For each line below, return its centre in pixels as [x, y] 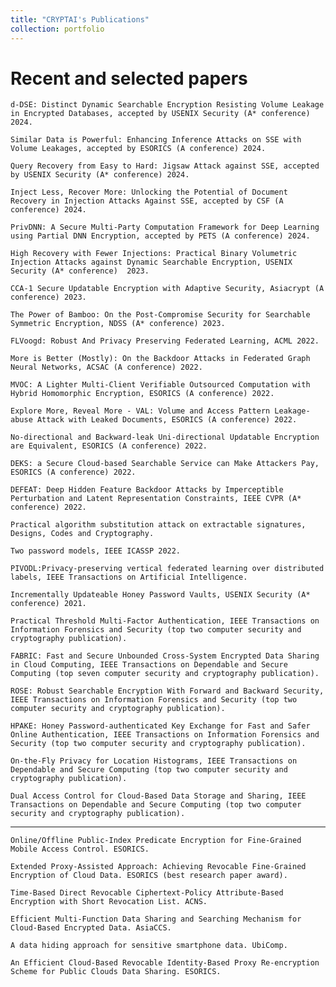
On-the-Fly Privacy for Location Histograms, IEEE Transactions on [154, 761]
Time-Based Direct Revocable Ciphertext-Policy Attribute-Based [147, 893]
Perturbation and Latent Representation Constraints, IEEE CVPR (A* [156, 499]
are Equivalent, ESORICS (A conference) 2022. [109, 446]
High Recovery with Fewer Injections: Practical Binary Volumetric [154, 254]
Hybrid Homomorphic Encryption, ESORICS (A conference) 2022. [142, 394]
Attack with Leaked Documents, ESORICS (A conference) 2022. [167, 420]
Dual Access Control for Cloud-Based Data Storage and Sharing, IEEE [158, 796]
